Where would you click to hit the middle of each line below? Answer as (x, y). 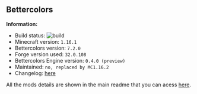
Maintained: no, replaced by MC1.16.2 (62, 67)
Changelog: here (35, 73)
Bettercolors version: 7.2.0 (48, 48)
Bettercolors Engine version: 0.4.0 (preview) (70, 60)
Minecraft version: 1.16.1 (46, 41)
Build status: (30, 35)
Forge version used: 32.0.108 (50, 54)
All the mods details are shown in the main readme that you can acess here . (99, 85)
